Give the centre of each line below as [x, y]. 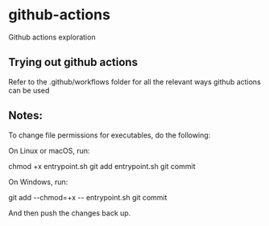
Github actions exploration [52, 37]
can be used [29, 90]
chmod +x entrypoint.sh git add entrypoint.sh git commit [102, 166]
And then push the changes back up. [70, 213]
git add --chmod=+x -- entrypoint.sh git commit [88, 197]
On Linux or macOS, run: [49, 150]
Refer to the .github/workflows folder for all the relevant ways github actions [135, 81]
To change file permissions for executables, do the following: [110, 135]
